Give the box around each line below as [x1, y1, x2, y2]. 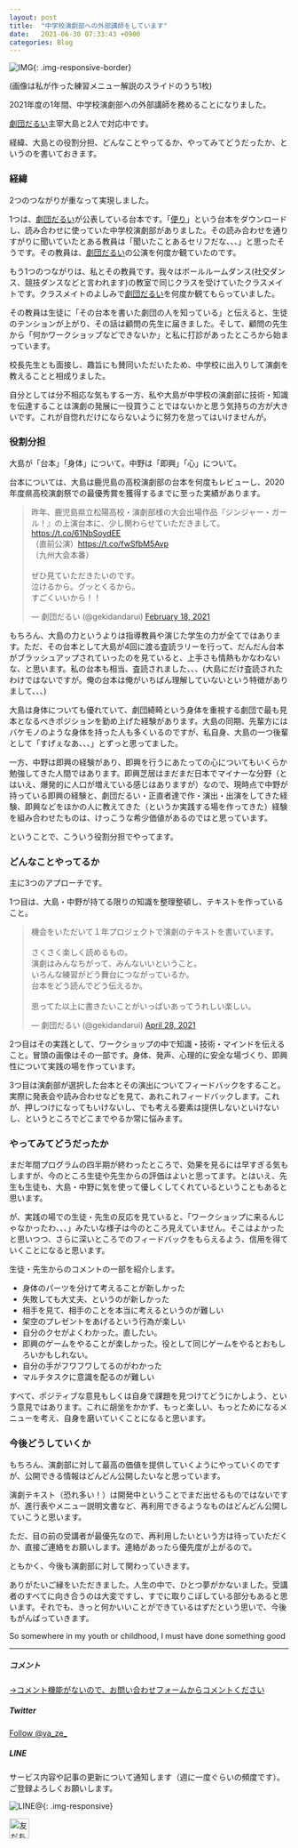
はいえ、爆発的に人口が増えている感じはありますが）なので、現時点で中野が [9, 779, 288, 790]
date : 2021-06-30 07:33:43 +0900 [9, 29, 141, 38]
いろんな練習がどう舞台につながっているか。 [30, 969, 194, 980]
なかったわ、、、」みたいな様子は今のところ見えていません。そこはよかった [16, 1223, 285, 1233]
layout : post [9, 12, 58, 22]
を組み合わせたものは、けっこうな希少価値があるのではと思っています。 [9, 812, 272, 823]
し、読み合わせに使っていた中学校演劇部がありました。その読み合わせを [9, 224, 273, 236]
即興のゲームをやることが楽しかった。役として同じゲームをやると [21, 1338, 263, 1349]
